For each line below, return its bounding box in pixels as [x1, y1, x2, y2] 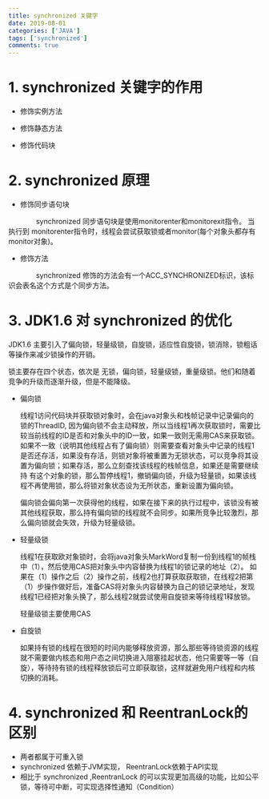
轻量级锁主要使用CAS [19, 608, 91, 618]
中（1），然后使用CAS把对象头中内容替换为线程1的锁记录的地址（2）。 [19, 561, 248, 571]
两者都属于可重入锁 [19, 752, 84, 761]
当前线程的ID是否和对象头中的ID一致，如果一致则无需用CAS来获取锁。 [26, 430, 259, 440]
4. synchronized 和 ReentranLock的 [8, 704, 248, 722]
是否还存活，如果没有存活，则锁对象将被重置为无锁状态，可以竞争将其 [19, 450, 252, 460]
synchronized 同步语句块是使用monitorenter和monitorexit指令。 [35, 217, 247, 226]
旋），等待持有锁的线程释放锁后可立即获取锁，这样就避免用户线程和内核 [19, 662, 255, 673]
